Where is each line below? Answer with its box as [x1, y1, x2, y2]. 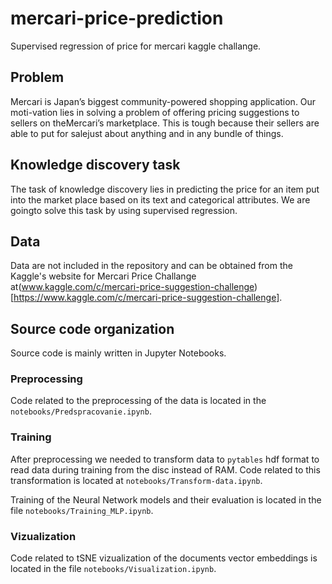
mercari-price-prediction [10, 7, 224, 30]
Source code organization [10, 320, 175, 337]
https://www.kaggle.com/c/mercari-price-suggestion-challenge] [13, 292, 280, 304]
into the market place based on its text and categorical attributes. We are [10, 193, 311, 206]
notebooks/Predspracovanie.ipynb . [10, 405, 152, 417]
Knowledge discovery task [10, 157, 181, 174]
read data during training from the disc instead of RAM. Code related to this [10, 463, 321, 476]
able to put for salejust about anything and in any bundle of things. [10, 127, 284, 139]
